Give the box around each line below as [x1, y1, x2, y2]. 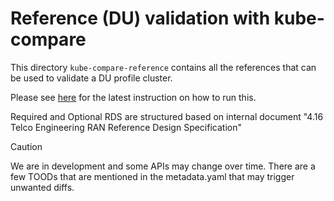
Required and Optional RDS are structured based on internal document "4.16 [10, 110, 324, 122]
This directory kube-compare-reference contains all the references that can [10, 61, 317, 73]
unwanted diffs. [10, 181, 75, 193]
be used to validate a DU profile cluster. [10, 72, 173, 84]
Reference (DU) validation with [10, 7, 271, 30]
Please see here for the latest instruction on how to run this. [10, 91, 257, 103]
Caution [10, 140, 43, 152]
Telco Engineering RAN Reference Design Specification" [10, 121, 242, 133]
